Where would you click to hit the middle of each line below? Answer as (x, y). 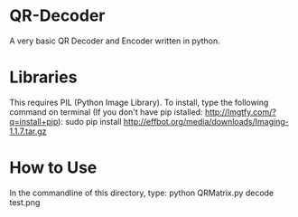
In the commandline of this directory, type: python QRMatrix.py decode (142, 193)
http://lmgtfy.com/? (241, 112)
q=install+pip (34, 121)
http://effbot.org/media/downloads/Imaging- (206, 121)
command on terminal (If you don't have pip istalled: (106, 112)
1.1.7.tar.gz (28, 131)
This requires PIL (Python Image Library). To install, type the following (139, 102)
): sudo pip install (89, 121)
